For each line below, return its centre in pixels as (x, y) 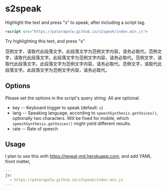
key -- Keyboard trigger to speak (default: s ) (58, 107)
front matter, (18, 162)
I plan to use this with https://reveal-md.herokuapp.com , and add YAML (78, 156)
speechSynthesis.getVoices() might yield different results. (72, 123)
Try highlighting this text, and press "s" (45, 41)
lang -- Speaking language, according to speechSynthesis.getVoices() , (85, 113)
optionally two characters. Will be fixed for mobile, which (71, 118)
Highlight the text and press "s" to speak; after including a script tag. (75, 22)
